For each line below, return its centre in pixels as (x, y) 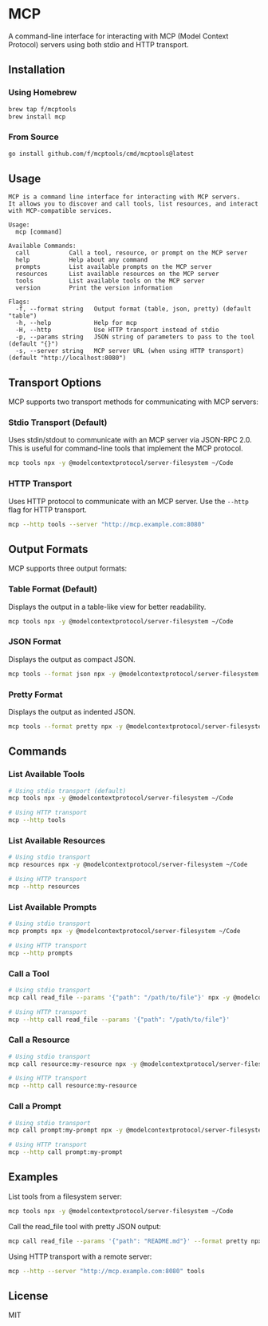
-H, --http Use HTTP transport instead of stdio (117, 330)
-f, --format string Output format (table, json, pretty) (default (133, 309)
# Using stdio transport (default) (67, 791)
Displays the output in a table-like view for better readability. (107, 607)
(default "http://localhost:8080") (67, 358)
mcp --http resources (44, 886)
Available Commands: (43, 246)
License (28, 1296)
